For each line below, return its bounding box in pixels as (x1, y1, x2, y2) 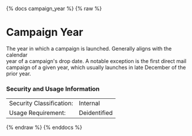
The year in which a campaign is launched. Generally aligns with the (6, 45, 172, 52)
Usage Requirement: (9, 109, 66, 117)
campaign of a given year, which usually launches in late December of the (6, 64, 186, 71)
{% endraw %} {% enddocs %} (6, 124, 83, 131)
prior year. (6, 70, 31, 77)
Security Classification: (9, 99, 73, 108)
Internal (79, 99, 100, 108)
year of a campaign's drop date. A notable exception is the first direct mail (6, 57, 187, 64)
